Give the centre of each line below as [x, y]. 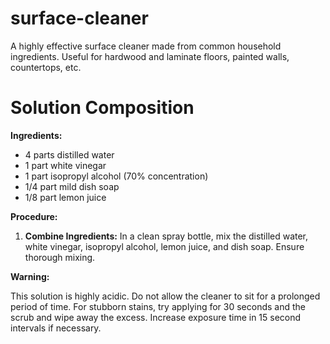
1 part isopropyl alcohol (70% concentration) [116, 176]
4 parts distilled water [69, 154]
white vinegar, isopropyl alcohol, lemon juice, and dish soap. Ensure [164, 246]
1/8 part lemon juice [65, 197]
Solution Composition [102, 108]
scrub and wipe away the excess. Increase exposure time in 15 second [156, 317]
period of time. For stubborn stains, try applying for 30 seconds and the [158, 306]
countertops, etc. [46, 67]
